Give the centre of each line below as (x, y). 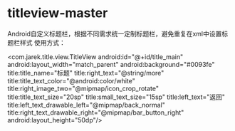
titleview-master (58, 13)
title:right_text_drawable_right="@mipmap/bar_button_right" (96, 112)
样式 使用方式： (42, 42)
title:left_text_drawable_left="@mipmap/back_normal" (86, 105)
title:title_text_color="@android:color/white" (71, 80)
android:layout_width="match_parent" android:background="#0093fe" (111, 64)
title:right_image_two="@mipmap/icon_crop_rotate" (83, 88)
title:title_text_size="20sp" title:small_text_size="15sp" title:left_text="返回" (116, 97)
